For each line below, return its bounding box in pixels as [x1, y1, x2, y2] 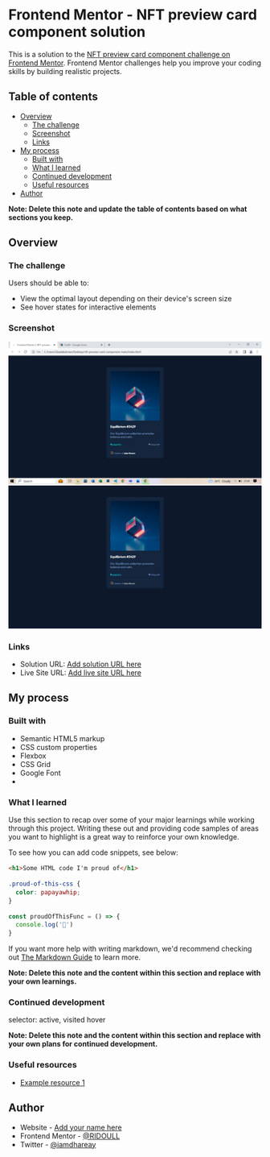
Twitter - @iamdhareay [19, 1139, 96, 1149]
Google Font [19, 768, 62, 778]
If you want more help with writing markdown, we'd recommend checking [8, 944, 252, 954]
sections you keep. [8, 212, 74, 222]
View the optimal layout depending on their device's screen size [19, 294, 232, 304]
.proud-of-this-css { [8, 880, 81, 888]
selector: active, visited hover [8, 1015, 106, 1025]
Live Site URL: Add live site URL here [19, 668, 142, 678]
